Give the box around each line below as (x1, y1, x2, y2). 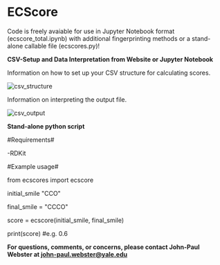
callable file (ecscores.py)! (24, 42, 100, 50)
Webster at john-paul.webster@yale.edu (7, 250, 128, 258)
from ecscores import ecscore (7, 176, 94, 184)
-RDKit (7, 149, 26, 157)
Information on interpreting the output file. (7, 95, 127, 104)
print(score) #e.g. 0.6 (7, 229, 68, 237)
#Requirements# (7, 136, 55, 144)
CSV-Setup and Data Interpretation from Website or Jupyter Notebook (7, 55, 213, 63)
